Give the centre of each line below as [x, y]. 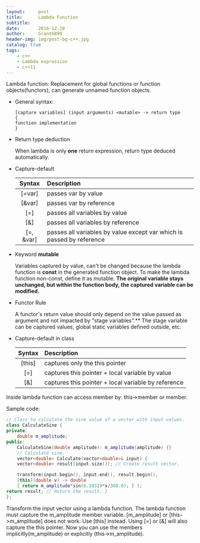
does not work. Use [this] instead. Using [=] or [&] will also [115, 521]
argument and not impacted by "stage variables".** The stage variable [101, 321]
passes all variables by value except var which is [115, 232]
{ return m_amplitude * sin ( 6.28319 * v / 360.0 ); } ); [80, 486]
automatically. [32, 157]
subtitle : [18, 23]
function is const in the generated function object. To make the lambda [102, 272]
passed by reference [76, 240]
